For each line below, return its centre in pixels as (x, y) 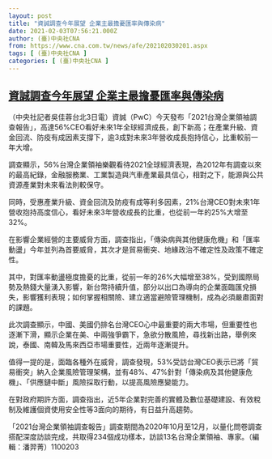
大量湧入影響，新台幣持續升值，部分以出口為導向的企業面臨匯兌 (142, 287)
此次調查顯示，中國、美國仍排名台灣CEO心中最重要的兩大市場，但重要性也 (133, 324)
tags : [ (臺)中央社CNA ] (48, 53)
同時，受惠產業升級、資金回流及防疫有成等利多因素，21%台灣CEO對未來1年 (134, 202)
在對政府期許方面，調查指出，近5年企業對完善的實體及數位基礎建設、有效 (131, 399)
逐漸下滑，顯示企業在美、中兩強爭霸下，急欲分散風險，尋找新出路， (122, 334)
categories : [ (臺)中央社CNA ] (59, 62)
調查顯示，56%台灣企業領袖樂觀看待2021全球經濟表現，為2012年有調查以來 (135, 164)
